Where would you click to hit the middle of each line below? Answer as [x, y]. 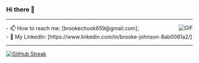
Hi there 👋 [21, 10]
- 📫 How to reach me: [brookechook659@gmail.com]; [73, 29]
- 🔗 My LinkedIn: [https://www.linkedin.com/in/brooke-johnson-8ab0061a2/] [99, 37]
